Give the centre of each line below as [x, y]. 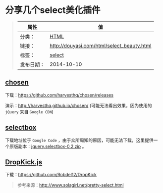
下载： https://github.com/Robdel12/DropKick [51, 175]
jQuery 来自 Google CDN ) [29, 111]
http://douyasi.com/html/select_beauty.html [100, 46]
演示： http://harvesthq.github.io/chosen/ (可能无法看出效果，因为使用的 [79, 105]
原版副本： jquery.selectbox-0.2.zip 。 [48, 146]
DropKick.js [24, 162]
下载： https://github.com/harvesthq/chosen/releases [59, 95]
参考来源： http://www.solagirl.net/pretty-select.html [70, 185]
